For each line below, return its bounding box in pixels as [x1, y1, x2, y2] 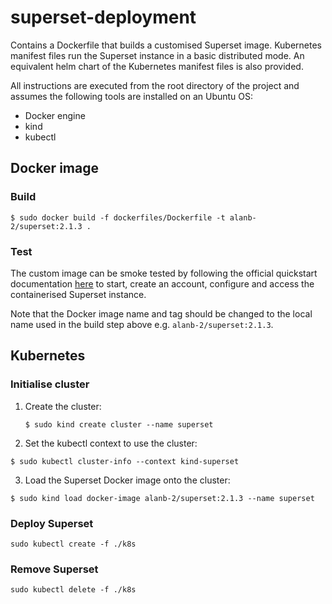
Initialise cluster [10, 377, 90, 391]
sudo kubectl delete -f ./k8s [10, 585, 137, 595]
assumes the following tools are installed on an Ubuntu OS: [10, 90, 254, 102]
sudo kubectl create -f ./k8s [10, 539, 137, 549]
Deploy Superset [10, 516, 94, 530]
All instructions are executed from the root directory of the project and [10, 79, 300, 91]
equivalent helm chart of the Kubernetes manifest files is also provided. [10, 60, 304, 72]
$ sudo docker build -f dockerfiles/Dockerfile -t [10, 212, 226, 223]
